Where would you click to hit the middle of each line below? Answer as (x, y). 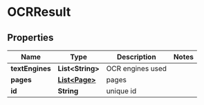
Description (137, 57)
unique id (121, 91)
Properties (30, 38)
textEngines (31, 68)
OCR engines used (137, 68)
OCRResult (39, 12)
